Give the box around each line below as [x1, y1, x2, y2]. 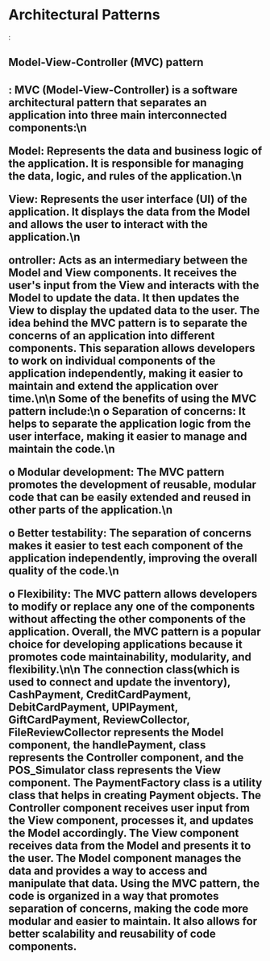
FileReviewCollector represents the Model [8, 725, 224, 739]
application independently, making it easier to [8, 367, 243, 380]
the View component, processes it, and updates [8, 814, 254, 827]
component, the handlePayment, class [8, 738, 206, 752]
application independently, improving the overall [8, 551, 258, 565]
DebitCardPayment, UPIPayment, [8, 700, 179, 714]
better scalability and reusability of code [8, 926, 216, 940]
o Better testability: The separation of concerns [8, 526, 252, 540]
